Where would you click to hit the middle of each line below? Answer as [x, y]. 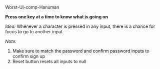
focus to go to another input [34, 32]
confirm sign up [29, 56]
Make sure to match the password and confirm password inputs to [81, 51]
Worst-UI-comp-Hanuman [32, 7]
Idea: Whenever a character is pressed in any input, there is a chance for [80, 26]
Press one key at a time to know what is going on [57, 17]
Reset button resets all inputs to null [49, 61]
